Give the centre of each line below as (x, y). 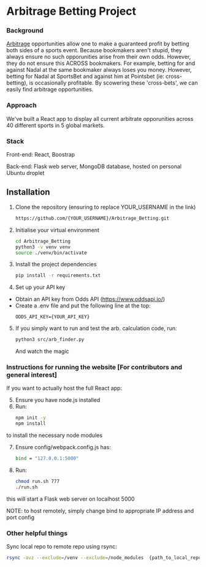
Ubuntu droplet (25, 173)
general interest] (32, 375)
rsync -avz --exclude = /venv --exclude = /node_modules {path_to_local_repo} (105, 558)
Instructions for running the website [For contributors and (94, 368)
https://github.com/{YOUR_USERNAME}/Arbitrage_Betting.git (92, 218)
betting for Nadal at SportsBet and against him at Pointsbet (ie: (85, 76)
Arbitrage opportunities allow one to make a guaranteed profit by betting (98, 44)
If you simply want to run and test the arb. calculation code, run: (96, 328)
